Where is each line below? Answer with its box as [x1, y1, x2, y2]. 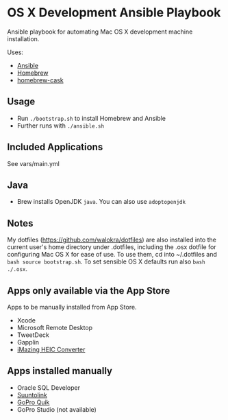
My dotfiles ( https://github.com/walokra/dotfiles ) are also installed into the [7, 235, 217, 244]
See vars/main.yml [7, 159, 60, 167]
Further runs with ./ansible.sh [16, 121, 105, 130]
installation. [7, 34, 40, 43]
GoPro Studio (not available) [16, 405, 97, 413]
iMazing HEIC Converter [16, 345, 86, 353]
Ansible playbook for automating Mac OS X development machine [7, 27, 193, 36]
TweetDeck [16, 331, 50, 339]
